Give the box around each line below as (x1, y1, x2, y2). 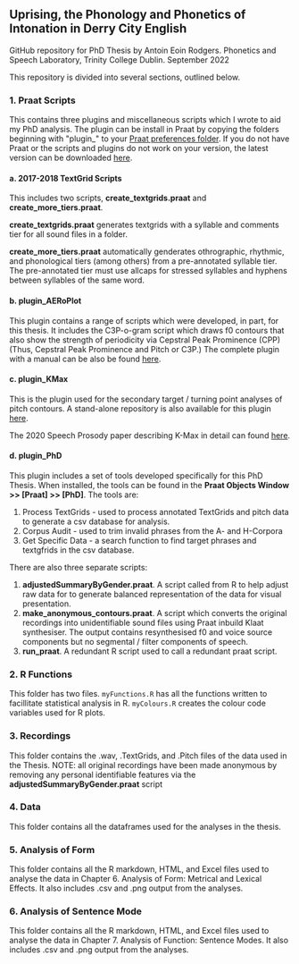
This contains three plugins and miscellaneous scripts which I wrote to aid (9, 114, 281, 125)
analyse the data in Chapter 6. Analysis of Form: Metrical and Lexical (9, 874, 262, 884)
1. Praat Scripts (9, 94, 76, 106)
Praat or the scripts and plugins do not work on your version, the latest (9, 143, 270, 154)
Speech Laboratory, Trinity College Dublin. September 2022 (9, 54, 230, 65)
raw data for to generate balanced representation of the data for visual (21, 588, 282, 599)
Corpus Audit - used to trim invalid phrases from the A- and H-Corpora (21, 525, 283, 536)
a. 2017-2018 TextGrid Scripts (9, 173, 122, 183)
